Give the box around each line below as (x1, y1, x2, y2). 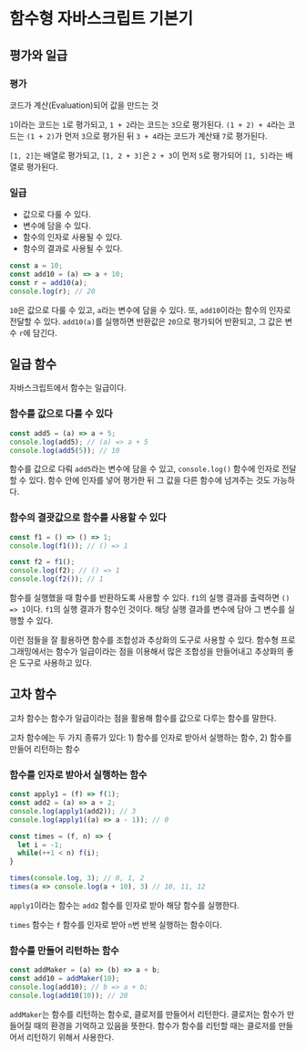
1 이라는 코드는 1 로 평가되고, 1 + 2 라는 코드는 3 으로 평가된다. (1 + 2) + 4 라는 (9, 119, 286, 130)
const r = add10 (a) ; (9, 278, 88, 288)
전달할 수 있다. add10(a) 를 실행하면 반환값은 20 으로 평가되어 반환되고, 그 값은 (9, 316, 283, 327)
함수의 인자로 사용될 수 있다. (22, 232, 123, 243)
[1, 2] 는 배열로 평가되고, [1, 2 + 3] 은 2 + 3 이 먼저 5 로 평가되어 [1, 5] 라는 (9, 150, 284, 161)
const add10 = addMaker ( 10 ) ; (9, 974, 120, 983)
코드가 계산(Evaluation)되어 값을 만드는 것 (9, 100, 159, 110)
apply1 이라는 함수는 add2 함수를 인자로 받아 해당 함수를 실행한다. (9, 899, 240, 910)
